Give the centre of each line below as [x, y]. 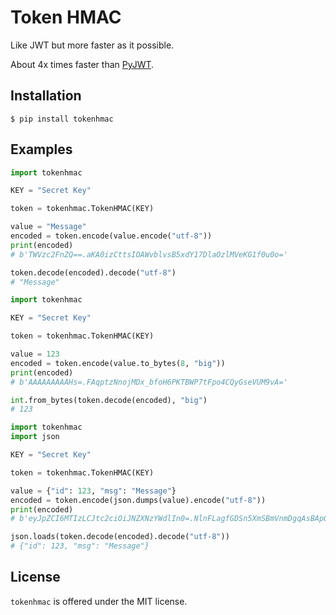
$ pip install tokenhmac [62, 119]
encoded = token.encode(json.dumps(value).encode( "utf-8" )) [138, 500]
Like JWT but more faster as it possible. [92, 45]
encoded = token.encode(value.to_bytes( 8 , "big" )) [118, 363]
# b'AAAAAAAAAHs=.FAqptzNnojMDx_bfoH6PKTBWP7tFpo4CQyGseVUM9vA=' [149, 382]
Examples [41, 149]
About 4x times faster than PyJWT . [82, 64]
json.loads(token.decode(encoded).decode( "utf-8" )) [120, 537]
